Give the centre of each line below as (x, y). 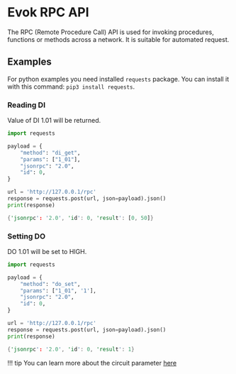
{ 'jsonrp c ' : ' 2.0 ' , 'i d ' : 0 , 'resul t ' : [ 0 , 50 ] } (80, 218)
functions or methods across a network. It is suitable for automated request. (118, 39)
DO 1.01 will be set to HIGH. (47, 251)
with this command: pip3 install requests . (71, 87)
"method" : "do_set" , (50, 284)
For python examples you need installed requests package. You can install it (118, 79)
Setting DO (27, 236)
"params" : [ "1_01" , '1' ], (58, 291)
